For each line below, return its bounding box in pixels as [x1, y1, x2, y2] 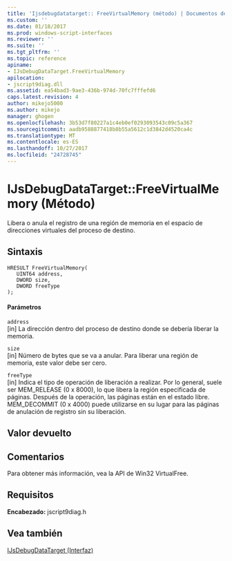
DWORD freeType [16, 283, 60, 289]
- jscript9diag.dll [7, 81, 64, 88]
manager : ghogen [7, 113, 54, 120]
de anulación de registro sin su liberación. [7, 407, 126, 415]
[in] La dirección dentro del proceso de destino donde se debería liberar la [7, 324, 219, 332]
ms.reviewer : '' [7, 36, 54, 43]
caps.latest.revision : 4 [7, 94, 79, 101]
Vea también [7, 528, 63, 540]
